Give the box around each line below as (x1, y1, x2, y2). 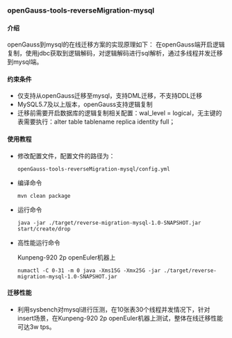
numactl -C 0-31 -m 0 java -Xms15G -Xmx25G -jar (17, 267, 161, 274)
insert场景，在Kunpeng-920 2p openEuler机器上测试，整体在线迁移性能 (17, 314, 224, 322)
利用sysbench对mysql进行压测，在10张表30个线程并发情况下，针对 (17, 305, 210, 314)
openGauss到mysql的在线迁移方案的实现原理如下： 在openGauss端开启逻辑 (7, 40, 225, 49)
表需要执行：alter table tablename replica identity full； (17, 117, 176, 126)
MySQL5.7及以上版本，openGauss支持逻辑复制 (17, 100, 153, 109)
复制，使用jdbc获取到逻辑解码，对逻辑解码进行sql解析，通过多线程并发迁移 (7, 49, 223, 58)
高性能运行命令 (17, 238, 60, 246)
